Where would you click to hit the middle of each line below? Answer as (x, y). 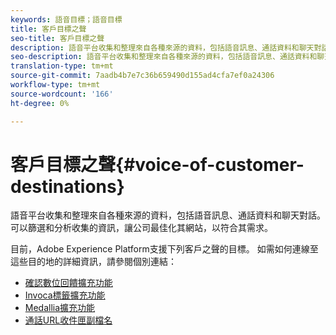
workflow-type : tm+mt (55, 85)
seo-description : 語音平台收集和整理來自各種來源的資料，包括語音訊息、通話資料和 (164, 57)
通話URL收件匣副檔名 (68, 320)
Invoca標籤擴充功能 (65, 295)
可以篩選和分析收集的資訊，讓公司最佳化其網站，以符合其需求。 (141, 228)
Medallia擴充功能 (60, 308)
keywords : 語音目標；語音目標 (66, 19)
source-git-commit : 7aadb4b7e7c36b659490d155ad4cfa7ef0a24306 (142, 76)
